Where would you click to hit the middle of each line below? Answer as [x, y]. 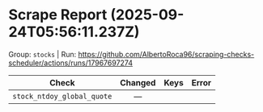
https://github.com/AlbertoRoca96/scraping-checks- [166, 54]
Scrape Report [58, 15]
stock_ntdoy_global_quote [62, 96]
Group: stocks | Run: [42, 54]
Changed [138, 82]
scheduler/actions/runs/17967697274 [71, 63]
